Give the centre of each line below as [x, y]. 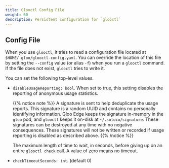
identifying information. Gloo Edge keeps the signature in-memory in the [88, 114]
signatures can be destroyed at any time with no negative [72, 125]
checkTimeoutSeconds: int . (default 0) [52, 161]
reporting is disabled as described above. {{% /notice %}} [73, 136]
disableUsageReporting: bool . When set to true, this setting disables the [88, 88]
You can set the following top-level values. [50, 78]
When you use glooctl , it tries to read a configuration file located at [76, 52]
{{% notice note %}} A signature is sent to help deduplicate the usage [85, 103]
